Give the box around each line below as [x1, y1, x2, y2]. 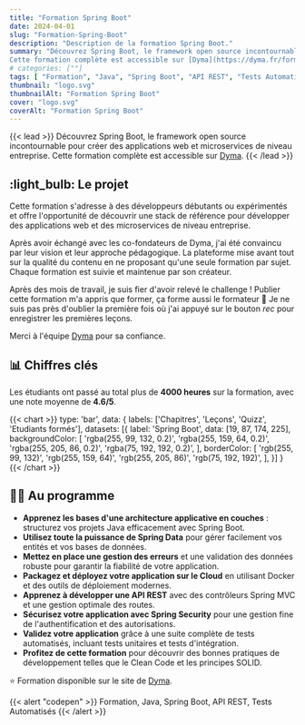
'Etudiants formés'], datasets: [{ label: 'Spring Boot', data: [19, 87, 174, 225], [9, 423, 291, 434]
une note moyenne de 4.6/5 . [9, 396, 116, 407]
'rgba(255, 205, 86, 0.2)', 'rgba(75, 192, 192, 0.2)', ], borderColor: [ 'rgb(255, [9, 442, 293, 454]
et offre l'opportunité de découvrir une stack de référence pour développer [9, 211, 290, 221]
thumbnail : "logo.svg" [9, 81, 95, 90]
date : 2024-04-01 [9, 22, 75, 31]
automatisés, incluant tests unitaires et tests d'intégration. [22, 637, 239, 649]
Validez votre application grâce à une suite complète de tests [22, 628, 255, 639]
